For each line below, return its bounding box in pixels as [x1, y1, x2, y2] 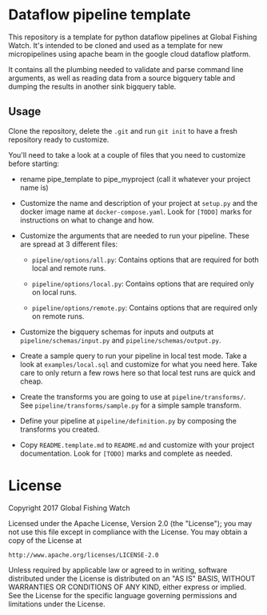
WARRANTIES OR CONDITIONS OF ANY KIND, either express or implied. [8, 582, 246, 592]
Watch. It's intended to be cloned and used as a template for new [8, 40, 223, 50]
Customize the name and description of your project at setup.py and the [19, 198, 258, 207]
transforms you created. [19, 424, 100, 434]
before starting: [8, 159, 60, 168]
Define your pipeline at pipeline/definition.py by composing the [19, 416, 237, 425]
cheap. [19, 376, 43, 386]
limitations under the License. [8, 599, 106, 609]
